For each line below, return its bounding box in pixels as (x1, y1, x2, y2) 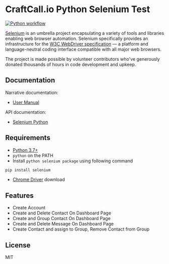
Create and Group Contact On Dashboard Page (12, 215, 111, 222)
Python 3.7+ (12, 147, 38, 153)
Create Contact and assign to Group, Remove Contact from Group (12, 226, 150, 232)
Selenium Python (12, 119, 48, 125)
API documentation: (5, 109, 46, 115)
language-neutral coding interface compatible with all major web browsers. (5, 46, 161, 52)
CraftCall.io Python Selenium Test (5, 4, 150, 15)
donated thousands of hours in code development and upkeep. (5, 61, 136, 67)
